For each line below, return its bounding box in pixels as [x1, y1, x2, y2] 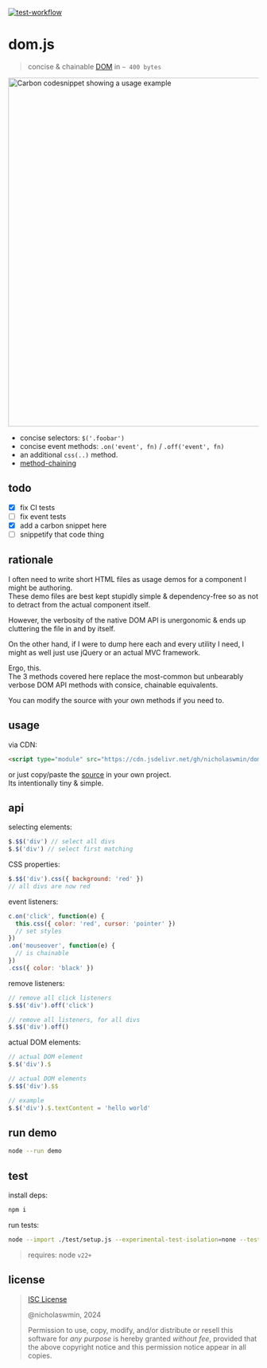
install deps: [8, 1190, 48, 1200]
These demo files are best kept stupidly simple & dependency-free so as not [8, 591, 258, 601]
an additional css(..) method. [19, 450, 118, 459]
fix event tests [19, 511, 67, 521]
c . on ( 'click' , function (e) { [8, 912, 105, 920]
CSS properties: [8, 859, 60, 869]
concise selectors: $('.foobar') [19, 433, 125, 442]
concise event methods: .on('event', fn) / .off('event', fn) [19, 441, 225, 450]
